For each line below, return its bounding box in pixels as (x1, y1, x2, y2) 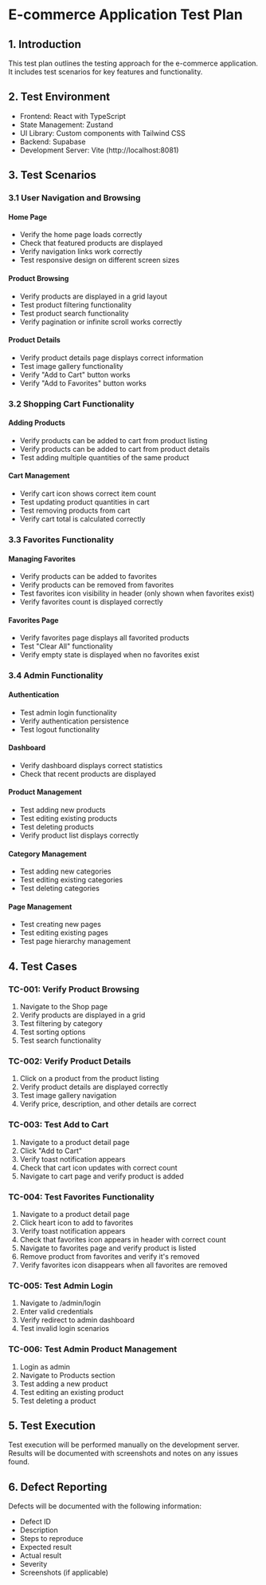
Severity (19, 1559, 48, 1569)
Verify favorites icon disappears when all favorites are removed (19, 1260, 229, 1270)
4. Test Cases (8, 960, 77, 973)
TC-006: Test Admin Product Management (8, 1344, 178, 1355)
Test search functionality (19, 1036, 102, 1045)
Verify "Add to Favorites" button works (19, 378, 147, 388)
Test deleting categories (19, 884, 100, 894)
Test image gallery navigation (19, 1091, 117, 1100)
